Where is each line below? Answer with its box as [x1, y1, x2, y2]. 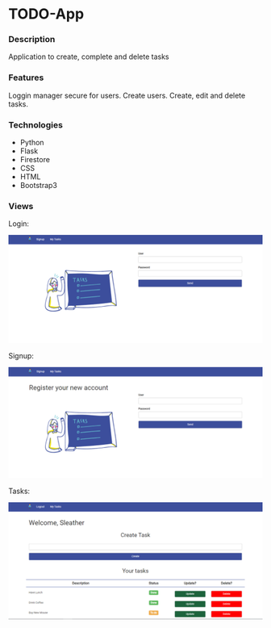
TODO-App [8, 5, 85, 23]
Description [8, 34, 56, 45]
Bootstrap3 [19, 181, 58, 190]
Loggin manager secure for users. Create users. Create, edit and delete [8, 90, 246, 100]
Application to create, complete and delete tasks [8, 52, 169, 61]
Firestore [19, 155, 51, 165]
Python [19, 138, 44, 148]
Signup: [8, 350, 35, 360]
